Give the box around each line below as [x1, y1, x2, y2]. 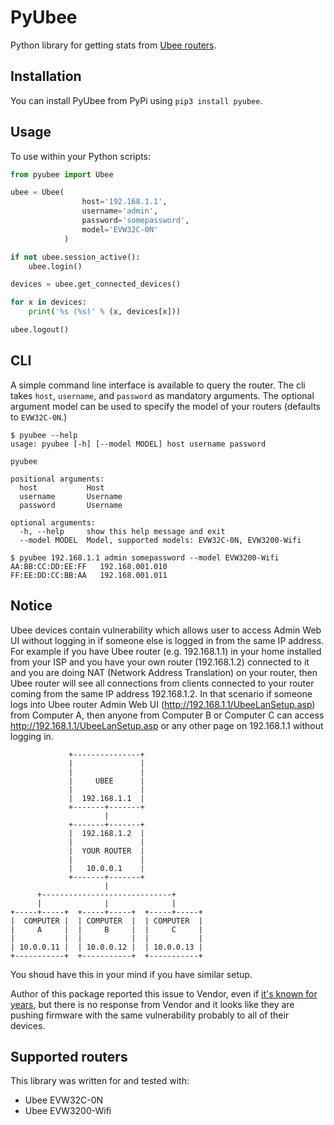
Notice [10, 597, 53, 615]
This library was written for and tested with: [10, 1075, 190, 1087]
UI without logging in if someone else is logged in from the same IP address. [10, 634, 325, 646]
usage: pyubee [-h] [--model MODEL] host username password [10, 439, 267, 449]
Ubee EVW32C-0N [24, 1094, 104, 1106]
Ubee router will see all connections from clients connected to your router [10, 677, 315, 689]
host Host [19, 482, 105, 493]
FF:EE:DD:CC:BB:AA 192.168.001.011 [10, 570, 168, 580]
